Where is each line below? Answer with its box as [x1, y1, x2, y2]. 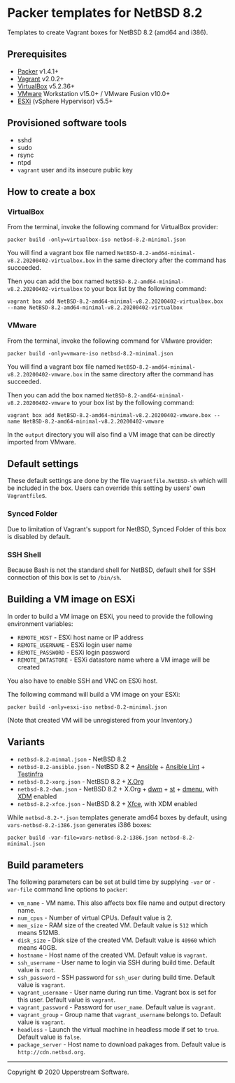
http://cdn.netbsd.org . [17, 1048, 86, 1056]
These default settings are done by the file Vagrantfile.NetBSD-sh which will [7, 477, 227, 485]
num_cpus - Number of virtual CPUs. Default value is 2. [17, 913, 173, 922]
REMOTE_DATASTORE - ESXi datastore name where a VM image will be [17, 655, 211, 664]
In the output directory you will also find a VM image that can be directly [7, 430, 215, 439]
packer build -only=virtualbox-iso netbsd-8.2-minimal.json [7, 236, 187, 243]
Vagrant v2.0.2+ [17, 74, 64, 83]
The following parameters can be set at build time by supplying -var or [7, 878, 211, 886]
